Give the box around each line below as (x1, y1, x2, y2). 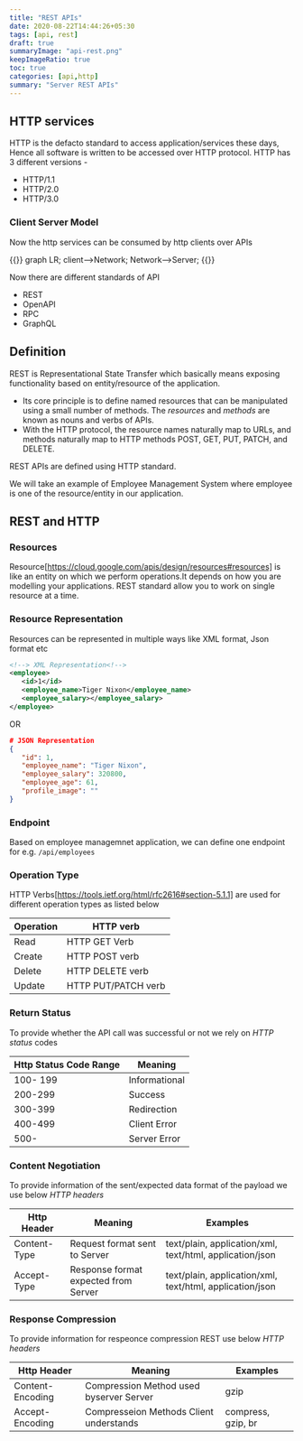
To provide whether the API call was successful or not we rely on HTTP (9, 1027, 274, 1038)
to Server (69, 1248, 110, 1260)
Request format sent (69, 1237, 156, 1250)
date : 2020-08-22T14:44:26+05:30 (9, 22, 135, 31)
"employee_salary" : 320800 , (21, 769, 127, 779)
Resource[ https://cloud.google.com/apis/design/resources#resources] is (9, 562, 281, 572)
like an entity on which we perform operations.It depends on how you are (9, 571, 281, 582)
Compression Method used (85, 1380, 200, 1392)
